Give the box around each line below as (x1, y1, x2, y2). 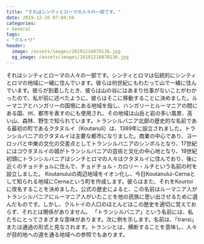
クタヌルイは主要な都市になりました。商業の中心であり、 (43, 132, 187, 140)
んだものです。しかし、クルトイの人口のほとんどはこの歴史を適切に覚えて (6, 200, 191, 208)
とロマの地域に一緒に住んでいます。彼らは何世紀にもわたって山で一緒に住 (6, 79, 192, 86)
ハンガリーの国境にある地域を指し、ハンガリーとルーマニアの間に (32, 101, 198, 109)
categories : (6, 20, 36, 26)
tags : (6, 32, 20, 38)
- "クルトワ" (6, 37, 35, 43)
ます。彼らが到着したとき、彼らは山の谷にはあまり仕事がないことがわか (16, 86, 197, 94)
